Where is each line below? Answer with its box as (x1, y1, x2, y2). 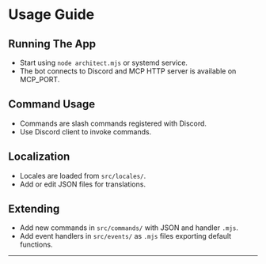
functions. (19, 239, 53, 250)
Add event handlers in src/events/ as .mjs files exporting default (19, 232, 232, 241)
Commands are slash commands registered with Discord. (19, 119, 207, 128)
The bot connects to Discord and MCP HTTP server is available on (19, 66, 237, 76)
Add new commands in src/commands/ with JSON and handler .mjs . (19, 223, 239, 232)
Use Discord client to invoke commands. (19, 126, 152, 136)
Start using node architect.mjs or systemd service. (19, 58, 188, 67)
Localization (8, 150, 70, 164)
